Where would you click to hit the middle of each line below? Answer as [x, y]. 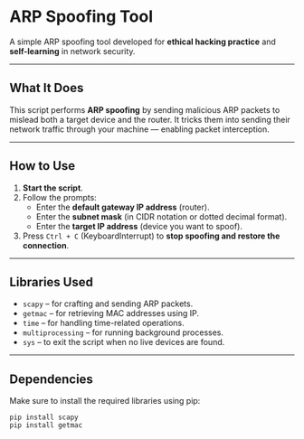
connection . [46, 245]
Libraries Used [51, 282]
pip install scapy [44, 417]
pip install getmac [46, 425]
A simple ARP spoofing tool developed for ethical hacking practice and [142, 42]
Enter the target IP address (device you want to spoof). [139, 226]
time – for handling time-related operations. [103, 323]
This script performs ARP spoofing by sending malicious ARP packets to [145, 109]
